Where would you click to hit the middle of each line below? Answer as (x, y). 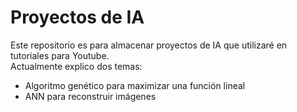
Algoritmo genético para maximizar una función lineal (135, 85)
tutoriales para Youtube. (60, 55)
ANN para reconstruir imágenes (90, 96)
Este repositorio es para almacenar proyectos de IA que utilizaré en (149, 45)
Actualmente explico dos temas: (76, 66)
